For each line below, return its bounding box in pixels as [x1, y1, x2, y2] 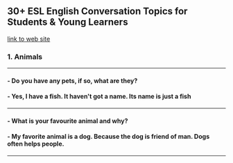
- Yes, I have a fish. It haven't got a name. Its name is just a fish [7, 93, 191, 101]
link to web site [7, 35, 51, 43]
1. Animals [7, 52, 43, 61]
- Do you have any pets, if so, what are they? [7, 76, 138, 85]
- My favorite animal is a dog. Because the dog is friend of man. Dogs [7, 133, 210, 141]
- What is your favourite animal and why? [7, 117, 128, 125]
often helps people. [7, 140, 64, 148]
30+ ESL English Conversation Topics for [7, 6, 188, 17]
